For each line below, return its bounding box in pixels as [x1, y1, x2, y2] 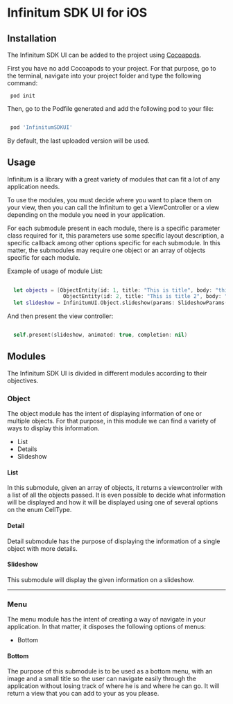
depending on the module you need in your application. [7, 210, 165, 219]
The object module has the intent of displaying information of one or [7, 410, 202, 418]
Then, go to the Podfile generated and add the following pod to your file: [7, 105, 214, 112]
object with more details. [7, 544, 78, 552]
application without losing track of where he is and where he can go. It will [7, 682, 220, 690]
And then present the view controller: [7, 312, 114, 320]
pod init [10, 92, 36, 99]
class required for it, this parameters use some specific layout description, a [7, 231, 225, 240]
